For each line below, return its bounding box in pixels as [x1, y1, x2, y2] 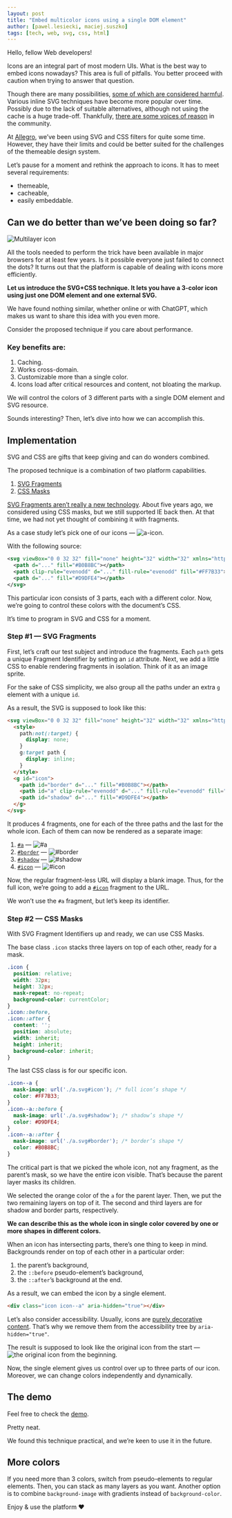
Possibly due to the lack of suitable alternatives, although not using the [7, 105, 209, 113]
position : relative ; [13, 970, 72, 977]
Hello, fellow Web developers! [7, 48, 93, 57]
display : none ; [25, 737, 70, 743]
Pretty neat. [7, 1423, 41, 1431]
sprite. [7, 669, 26, 678]
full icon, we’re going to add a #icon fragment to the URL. [7, 883, 170, 892]
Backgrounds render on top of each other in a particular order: [7, 1247, 185, 1256]
